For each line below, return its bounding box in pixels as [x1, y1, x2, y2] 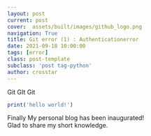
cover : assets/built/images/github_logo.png [7, 23, 142, 30]
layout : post [7, 10, 45, 17]
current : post [7, 17, 49, 24]
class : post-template [7, 56, 71, 63]
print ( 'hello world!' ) [7, 101, 73, 108]
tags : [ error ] [7, 50, 49, 56]
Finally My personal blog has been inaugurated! [7, 114, 145, 122]
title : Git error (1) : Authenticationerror [7, 36, 139, 43]
